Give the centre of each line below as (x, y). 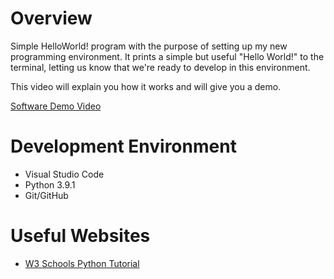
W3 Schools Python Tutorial (82, 263)
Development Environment (123, 146)
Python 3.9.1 (50, 184)
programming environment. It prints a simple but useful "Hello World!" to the (167, 56)
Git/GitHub (46, 195)
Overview (51, 18)
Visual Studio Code (64, 174)
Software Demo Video (56, 106)
